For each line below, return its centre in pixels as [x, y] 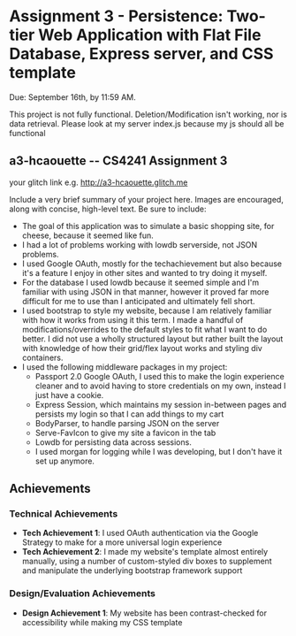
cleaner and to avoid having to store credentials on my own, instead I [160, 386]
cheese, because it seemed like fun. [87, 235]
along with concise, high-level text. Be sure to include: [108, 209]
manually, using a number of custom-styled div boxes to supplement [147, 561]
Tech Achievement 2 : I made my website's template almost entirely [145, 552]
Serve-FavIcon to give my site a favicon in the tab [125, 433]
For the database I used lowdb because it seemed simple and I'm [140, 282]
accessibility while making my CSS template [102, 622]
